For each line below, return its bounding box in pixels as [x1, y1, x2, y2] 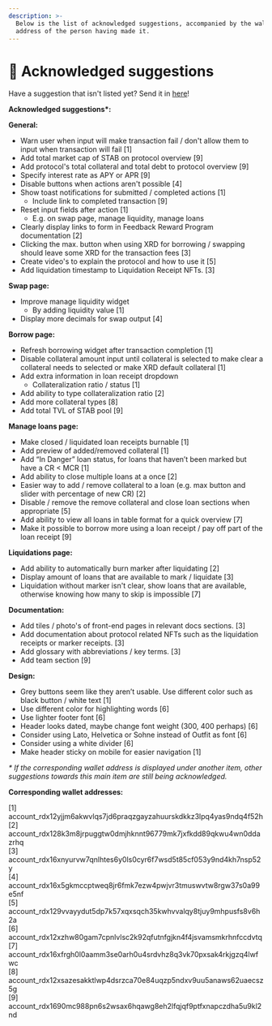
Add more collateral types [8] [19, 397, 119, 407]
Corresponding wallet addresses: [8, 787, 124, 797]
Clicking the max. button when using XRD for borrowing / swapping [19, 239, 245, 249]
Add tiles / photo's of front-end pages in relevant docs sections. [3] [19, 621, 245, 631]
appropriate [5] [19, 507, 71, 516]
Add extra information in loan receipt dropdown [19, 371, 179, 382]
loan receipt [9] [19, 532, 72, 542]
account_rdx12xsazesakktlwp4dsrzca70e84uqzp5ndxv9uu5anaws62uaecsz [8, 976, 264, 985]
